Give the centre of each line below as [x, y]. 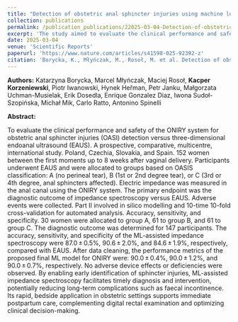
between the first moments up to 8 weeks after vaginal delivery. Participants [119, 160]
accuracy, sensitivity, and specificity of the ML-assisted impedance [106, 235]
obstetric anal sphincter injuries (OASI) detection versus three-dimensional [116, 137]
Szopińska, [24, 103]
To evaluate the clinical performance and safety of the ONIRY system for [113, 130]
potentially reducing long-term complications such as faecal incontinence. [116, 288]
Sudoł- [203, 95]
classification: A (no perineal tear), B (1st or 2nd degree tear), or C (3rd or [114, 175]
